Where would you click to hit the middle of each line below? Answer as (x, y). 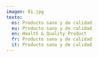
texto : (14, 17)
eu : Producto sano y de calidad (52, 28)
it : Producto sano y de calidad (52, 45)
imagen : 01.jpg (25, 12)
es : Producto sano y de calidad (52, 23)
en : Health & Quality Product (49, 34)
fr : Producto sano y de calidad (52, 39)
